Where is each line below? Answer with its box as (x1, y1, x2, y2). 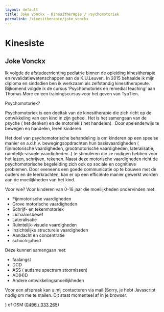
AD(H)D (12, 272, 28, 278)
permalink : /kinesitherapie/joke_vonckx (5, 16, 89, 21)
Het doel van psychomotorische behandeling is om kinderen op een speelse (5, 135, 159, 141)
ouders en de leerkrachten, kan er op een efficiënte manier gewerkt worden (5, 171, 158, 177)
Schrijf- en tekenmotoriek (12, 206, 64, 212)
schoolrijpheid (12, 238, 41, 244)
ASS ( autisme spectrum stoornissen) (12, 267, 88, 273)
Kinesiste (5, 37, 45, 49)
